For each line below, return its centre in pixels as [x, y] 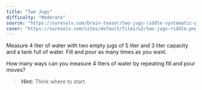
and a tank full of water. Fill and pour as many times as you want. [87, 52]
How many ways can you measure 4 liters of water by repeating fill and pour [101, 64]
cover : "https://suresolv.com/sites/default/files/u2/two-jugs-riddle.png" [103, 28]
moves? [16, 70]
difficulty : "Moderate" [36, 17]
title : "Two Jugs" [29, 12]
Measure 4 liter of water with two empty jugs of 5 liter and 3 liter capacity [97, 46]
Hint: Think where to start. [54, 82]
